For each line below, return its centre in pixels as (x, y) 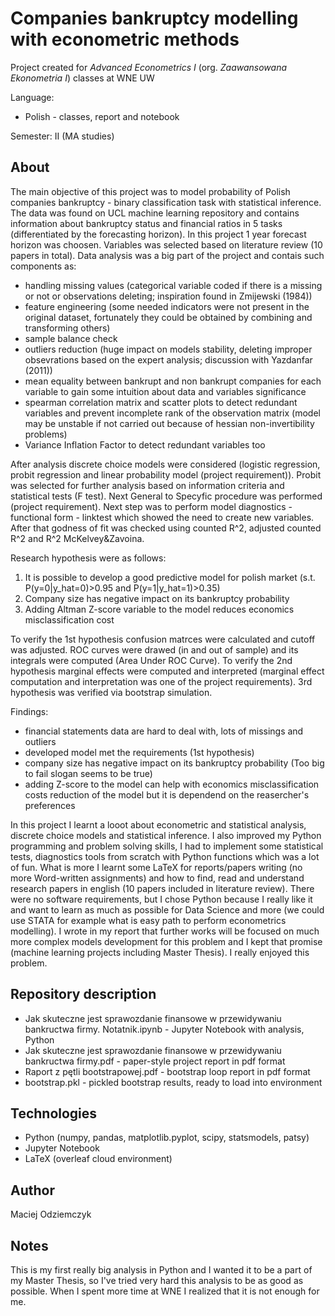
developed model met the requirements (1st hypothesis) (139, 752)
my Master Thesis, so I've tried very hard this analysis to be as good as (157, 1280)
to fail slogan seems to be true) (88, 773)
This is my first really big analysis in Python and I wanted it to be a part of (161, 1270)
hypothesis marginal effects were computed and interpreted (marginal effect (167, 671)
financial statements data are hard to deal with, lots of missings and (164, 731)
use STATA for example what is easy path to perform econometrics (148, 920)
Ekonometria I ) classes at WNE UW (82, 78)
